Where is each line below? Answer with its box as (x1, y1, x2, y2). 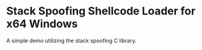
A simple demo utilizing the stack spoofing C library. (6, 37, 136, 44)
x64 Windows (6, 17, 78, 31)
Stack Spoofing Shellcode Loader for (6, 4, 196, 18)
